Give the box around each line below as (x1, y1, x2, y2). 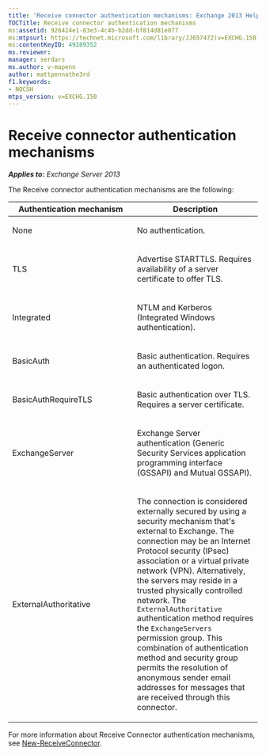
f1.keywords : (8, 78, 51, 85)
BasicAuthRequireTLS (12, 394, 93, 405)
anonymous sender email (137, 672, 231, 683)
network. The (137, 595, 187, 606)
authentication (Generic (137, 438, 226, 449)
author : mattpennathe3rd (8, 70, 90, 78)
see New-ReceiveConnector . (8, 738, 102, 748)
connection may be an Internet (137, 536, 251, 547)
